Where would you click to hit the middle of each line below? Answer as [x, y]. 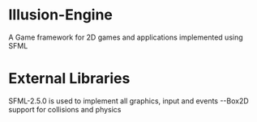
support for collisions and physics [65, 109]
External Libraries [69, 79]
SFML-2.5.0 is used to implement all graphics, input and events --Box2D [128, 101]
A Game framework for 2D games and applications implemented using [126, 37]
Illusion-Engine [61, 15]
